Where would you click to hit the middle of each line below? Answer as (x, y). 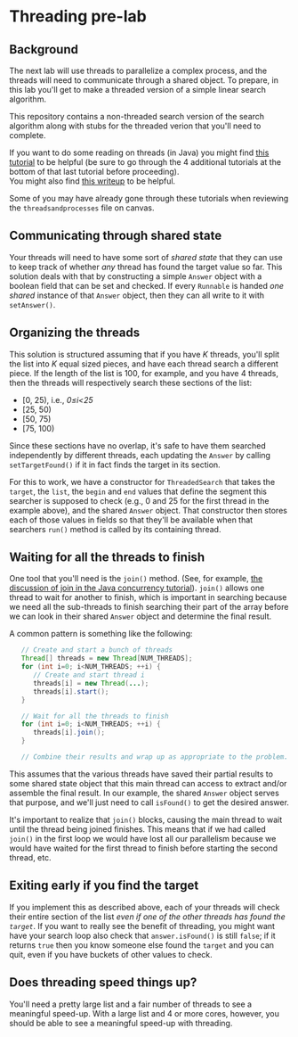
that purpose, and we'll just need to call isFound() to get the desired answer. (149, 802)
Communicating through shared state (116, 236)
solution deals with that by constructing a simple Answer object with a (136, 276)
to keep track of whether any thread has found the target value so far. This (146, 267)
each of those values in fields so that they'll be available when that (131, 520)
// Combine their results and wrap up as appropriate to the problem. (155, 757)
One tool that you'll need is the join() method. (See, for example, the (136, 579)
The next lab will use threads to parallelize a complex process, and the (138, 70)
